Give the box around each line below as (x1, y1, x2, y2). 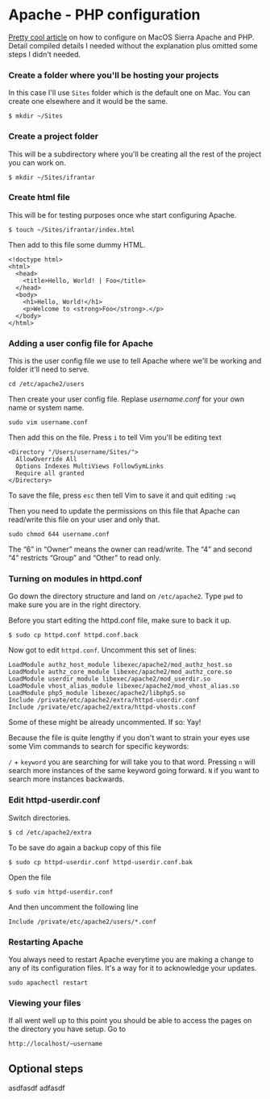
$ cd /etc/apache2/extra (8, 828, 92, 836)
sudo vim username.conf (8, 418, 89, 427)
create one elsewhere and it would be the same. (8, 97, 168, 106)
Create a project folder (8, 131, 99, 142)
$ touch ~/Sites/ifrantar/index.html (8, 226, 135, 234)
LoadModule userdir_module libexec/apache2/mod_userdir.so (8, 675, 211, 683)
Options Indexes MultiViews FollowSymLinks (15, 462, 164, 471)
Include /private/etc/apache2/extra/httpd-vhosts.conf (8, 703, 197, 711)
